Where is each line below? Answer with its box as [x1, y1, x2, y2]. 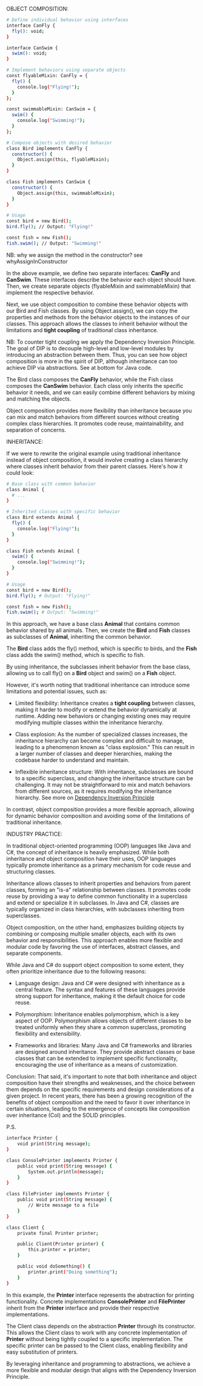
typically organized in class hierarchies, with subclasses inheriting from [6, 906, 185, 913]
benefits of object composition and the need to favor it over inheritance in [6, 1099, 190, 1106]
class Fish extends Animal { [6, 548, 80, 554]
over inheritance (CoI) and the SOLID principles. [6, 1112, 126, 1119]
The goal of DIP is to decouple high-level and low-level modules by [6, 344, 174, 352]
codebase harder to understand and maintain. [15, 756, 130, 764]
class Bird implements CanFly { [6, 145, 88, 151]
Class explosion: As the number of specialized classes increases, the [15, 731, 188, 738]
